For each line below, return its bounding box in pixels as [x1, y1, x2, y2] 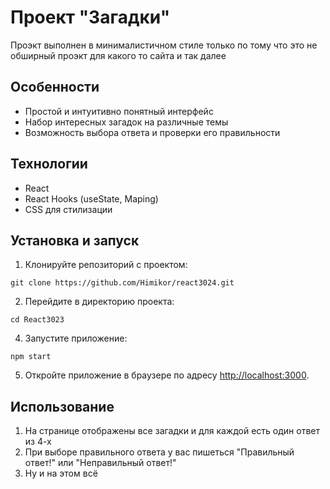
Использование [10, 398, 115, 415]
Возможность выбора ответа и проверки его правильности [24, 126, 281, 138]
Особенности [10, 79, 100, 96]
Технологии [10, 156, 88, 173]
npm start [10, 352, 52, 362]
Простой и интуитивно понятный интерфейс [24, 105, 214, 117]
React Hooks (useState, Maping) [24, 192, 159, 205]
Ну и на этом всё [24, 467, 98, 480]
